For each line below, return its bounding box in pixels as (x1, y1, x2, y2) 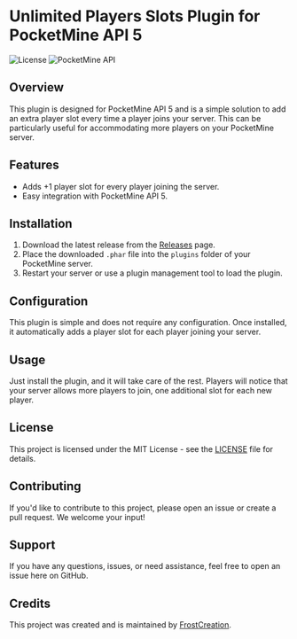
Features (9, 158, 59, 173)
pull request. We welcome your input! (9, 511, 146, 522)
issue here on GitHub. (9, 570, 89, 581)
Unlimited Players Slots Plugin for (9, 6, 261, 27)
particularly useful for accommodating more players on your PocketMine (9, 122, 275, 133)
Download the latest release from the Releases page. (21, 239, 215, 250)
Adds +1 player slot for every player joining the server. (21, 181, 220, 191)
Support (9, 538, 56, 553)
